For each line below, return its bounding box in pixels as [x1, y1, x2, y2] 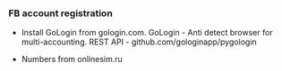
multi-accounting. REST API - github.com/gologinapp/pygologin [21, 36, 257, 47]
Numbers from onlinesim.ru [21, 54, 123, 65]
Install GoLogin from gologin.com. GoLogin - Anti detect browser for [21, 28, 274, 38]
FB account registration [8, 7, 113, 20]
